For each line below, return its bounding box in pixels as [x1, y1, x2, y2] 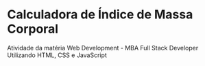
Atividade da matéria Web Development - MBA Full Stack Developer [7, 44, 199, 52]
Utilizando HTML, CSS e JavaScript [7, 51, 108, 59]
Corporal [7, 21, 59, 37]
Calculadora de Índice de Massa [7, 7, 193, 22]
